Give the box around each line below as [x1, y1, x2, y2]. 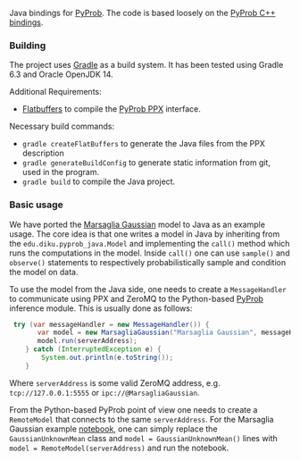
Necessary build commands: [9, 121, 114, 132]
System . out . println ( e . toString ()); [41, 353, 174, 363]
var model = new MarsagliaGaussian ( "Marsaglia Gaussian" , [37, 328, 257, 338]
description [21, 147, 64, 159]
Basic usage [9, 198, 64, 211]
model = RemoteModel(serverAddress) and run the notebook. [9, 442, 229, 453]
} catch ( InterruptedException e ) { [25, 345, 162, 354]
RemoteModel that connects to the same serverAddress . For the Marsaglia [9, 414, 274, 424]
